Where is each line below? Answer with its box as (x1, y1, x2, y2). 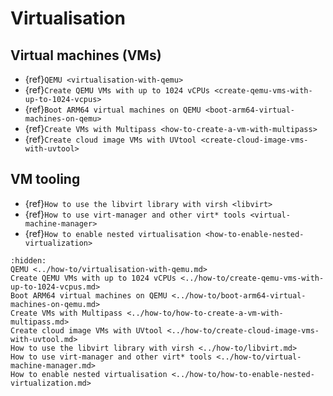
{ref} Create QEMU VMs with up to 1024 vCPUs (24, 84, 210, 96)
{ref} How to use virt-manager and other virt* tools (24, 208, 247, 220)
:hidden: (10, 255, 47, 266)
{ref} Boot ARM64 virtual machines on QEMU (24, 103, 202, 115)
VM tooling (10, 171, 81, 188)
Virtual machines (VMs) (10, 47, 162, 64)
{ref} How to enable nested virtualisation (24, 227, 202, 239)
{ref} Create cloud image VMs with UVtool (24, 133, 197, 145)
